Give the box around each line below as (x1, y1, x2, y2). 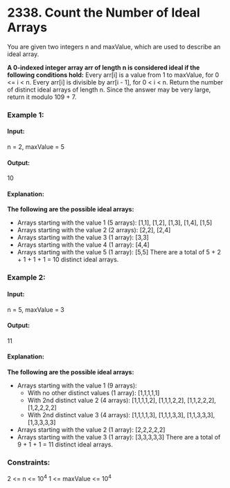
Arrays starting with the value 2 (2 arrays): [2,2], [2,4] (17, 226, 171, 234)
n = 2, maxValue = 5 (7, 143, 64, 151)
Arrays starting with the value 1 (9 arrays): (17, 381, 137, 390)
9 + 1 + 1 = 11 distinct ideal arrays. (17, 440, 113, 448)
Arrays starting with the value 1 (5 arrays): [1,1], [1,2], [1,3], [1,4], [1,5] (17, 218, 213, 227)
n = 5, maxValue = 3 (7, 305, 64, 313)
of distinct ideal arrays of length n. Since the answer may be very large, (7, 85, 211, 94)
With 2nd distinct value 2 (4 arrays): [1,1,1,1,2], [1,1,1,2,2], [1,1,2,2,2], (27, 397, 216, 404)
